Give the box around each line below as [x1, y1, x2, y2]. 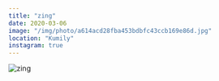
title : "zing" [8, 11, 57, 20]
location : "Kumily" [8, 34, 75, 43]
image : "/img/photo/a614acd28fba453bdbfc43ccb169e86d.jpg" [8, 26, 213, 34]
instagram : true [8, 42, 63, 50]
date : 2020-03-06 [8, 19, 67, 27]
